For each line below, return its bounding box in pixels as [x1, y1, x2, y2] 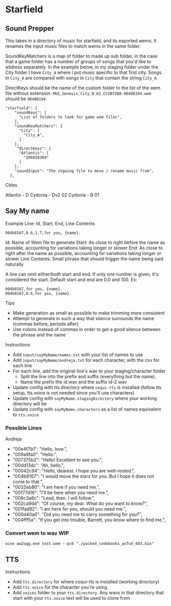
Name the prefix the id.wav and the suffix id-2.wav [20, 379, 127, 385]
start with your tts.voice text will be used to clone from [12, 595, 130, 601]
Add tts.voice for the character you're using [12, 584, 107, 591]
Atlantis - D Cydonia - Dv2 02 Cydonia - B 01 [5, 192, 100, 198]
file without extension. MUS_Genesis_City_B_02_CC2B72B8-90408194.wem [5, 90, 152, 96]
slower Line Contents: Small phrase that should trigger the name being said [5, 256, 164, 262]
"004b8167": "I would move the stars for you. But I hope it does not [12, 473, 154, 479]
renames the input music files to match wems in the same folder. [5, 43, 141, 49]
